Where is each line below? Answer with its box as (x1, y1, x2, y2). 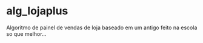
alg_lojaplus (6, 4, 68, 18)
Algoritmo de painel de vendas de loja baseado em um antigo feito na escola (6, 24, 198, 31)
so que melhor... (6, 30, 47, 37)
